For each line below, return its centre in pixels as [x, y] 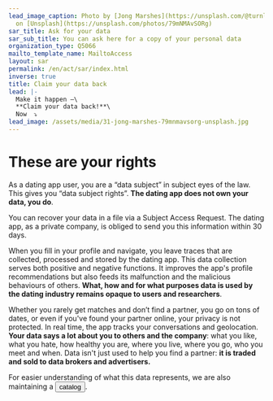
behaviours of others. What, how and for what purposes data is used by [131, 285]
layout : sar [28, 62]
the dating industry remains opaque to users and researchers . [115, 294]
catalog [70, 387]
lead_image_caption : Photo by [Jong [70, 16]
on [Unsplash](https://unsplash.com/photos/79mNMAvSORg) [114, 24]
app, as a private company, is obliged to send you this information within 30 [135, 226]
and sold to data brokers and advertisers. [80, 361]
